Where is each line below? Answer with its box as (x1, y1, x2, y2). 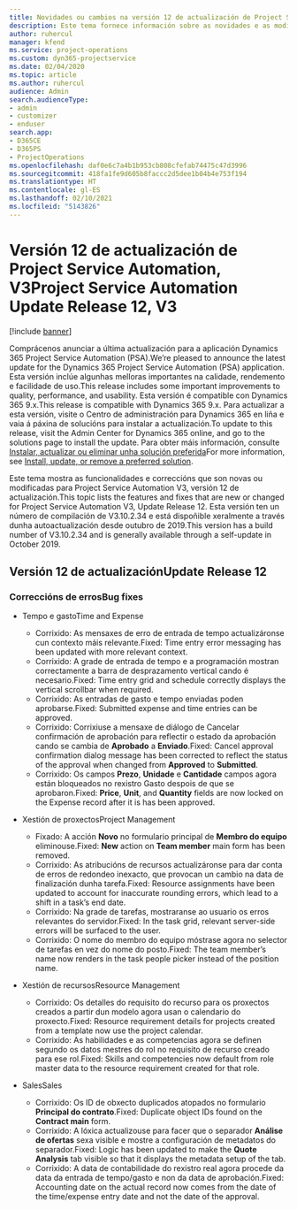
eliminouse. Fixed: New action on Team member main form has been (34, 841, 286, 852)
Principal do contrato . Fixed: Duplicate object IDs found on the (34, 1107, 263, 1117)
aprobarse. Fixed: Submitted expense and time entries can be (34, 703, 258, 714)
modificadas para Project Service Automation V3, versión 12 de (9, 482, 240, 493)
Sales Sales (21, 1080, 63, 1091)
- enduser (9, 120, 46, 129)
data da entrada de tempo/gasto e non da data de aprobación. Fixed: (34, 1173, 285, 1183)
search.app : (9, 128, 53, 137)
